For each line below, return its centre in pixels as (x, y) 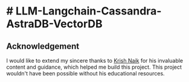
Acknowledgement (43, 46)
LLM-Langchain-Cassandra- (88, 11)
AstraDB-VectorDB (54, 24)
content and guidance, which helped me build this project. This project (94, 67)
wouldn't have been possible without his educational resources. (85, 73)
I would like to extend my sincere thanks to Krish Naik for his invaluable (95, 61)
